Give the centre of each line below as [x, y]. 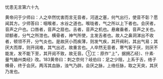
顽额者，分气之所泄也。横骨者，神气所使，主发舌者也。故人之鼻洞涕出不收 [79, 35]
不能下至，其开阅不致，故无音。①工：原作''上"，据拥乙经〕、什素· [88, 53]
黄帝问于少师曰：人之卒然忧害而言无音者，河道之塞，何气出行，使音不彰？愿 [81, 17]
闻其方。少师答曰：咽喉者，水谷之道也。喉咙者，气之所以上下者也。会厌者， [81, 23]
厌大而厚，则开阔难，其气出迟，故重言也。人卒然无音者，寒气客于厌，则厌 [79, 47]
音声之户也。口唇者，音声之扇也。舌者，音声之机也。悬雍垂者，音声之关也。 [81, 29]
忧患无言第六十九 [22, 7]
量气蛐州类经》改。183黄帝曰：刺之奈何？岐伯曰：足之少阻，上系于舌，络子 [81, 59]
